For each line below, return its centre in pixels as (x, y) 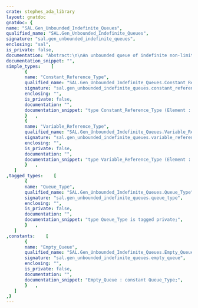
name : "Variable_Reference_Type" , (67, 127)
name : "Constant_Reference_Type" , (67, 77)
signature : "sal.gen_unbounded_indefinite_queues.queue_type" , (104, 198)
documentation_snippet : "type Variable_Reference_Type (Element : (108, 160)
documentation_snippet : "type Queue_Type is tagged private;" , (104, 220)
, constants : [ (27, 236)
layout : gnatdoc (26, 17)
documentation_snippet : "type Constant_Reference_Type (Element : (108, 110)
